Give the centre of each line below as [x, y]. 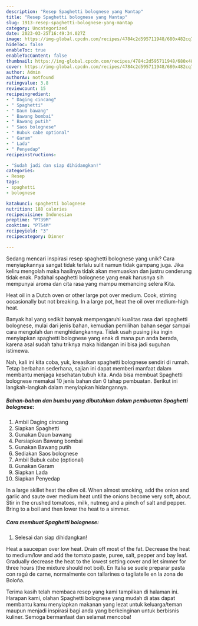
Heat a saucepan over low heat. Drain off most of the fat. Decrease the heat [98, 548]
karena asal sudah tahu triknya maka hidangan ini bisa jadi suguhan [88, 344]
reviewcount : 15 [26, 89]
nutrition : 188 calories [37, 209]
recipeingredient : [29, 94]
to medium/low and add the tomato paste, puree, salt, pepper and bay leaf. [97, 555]
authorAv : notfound [30, 78]
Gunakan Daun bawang [43, 434]
